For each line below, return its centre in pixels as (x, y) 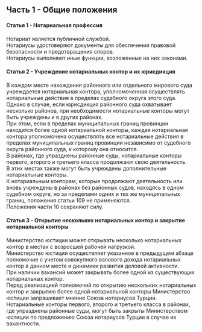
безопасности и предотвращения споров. (60, 51)
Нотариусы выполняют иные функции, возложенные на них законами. (97, 58)
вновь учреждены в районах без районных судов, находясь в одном (95, 187)
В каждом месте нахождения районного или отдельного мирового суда (99, 85)
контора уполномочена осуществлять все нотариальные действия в (95, 136)
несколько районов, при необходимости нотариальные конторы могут (98, 110)
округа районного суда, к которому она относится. (72, 149)
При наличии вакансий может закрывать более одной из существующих (100, 272)
